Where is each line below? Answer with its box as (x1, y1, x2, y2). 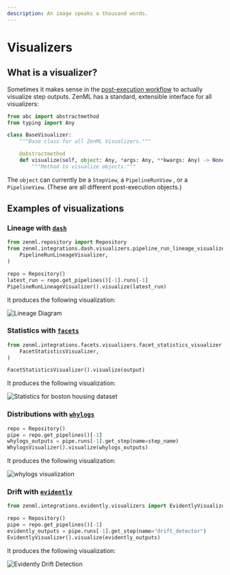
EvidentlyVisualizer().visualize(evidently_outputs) (7, 534, 161, 541)
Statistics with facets (7, 326, 79, 336)
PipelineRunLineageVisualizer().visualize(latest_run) (7, 283, 167, 290)
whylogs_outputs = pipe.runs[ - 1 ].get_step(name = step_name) (7, 438, 179, 445)
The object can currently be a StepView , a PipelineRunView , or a (7, 176, 188, 184)
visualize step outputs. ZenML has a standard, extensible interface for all (7, 92, 212, 100)
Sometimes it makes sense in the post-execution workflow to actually (7, 85, 203, 93)
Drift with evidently (7, 487, 73, 497)
